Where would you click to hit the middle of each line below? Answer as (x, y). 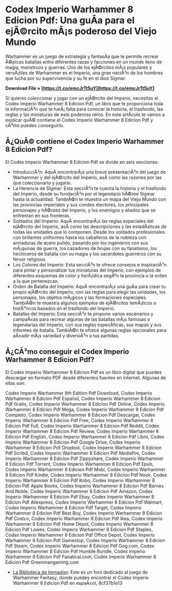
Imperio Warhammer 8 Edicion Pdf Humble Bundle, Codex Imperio (75, 551)
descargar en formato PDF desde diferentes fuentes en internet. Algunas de (86, 377)
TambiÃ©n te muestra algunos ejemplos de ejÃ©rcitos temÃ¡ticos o (84, 303)
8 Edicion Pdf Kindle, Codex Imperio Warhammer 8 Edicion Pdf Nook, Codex (86, 475)
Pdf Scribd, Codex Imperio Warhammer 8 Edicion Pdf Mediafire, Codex (80, 453)
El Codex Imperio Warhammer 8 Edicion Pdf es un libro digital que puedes (83, 372)
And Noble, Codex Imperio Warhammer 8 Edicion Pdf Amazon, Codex (79, 491)
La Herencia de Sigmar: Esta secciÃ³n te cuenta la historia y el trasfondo (90, 188)
